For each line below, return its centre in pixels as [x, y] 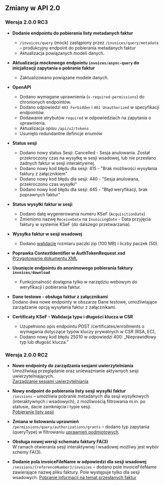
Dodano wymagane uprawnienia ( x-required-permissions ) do [82, 96]
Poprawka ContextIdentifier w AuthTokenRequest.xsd [69, 253]
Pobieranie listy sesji [33, 412]
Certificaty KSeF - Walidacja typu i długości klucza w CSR [73, 316]
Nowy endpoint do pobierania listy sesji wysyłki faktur [69, 391]
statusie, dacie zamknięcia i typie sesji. [52, 406]
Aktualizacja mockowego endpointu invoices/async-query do [76, 63]
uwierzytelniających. [33, 376]
